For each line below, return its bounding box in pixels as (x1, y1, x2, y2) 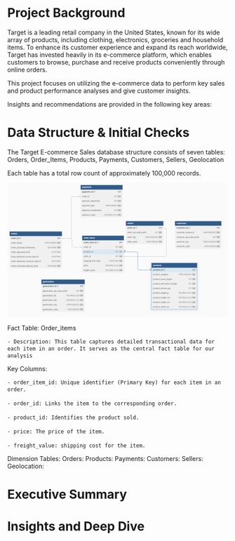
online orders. (7, 65, 48, 74)
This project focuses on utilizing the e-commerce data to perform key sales (7, 79, 225, 87)
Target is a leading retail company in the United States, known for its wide (7, 28, 220, 36)
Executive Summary (7, 486, 128, 502)
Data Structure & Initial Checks (7, 125, 190, 141)
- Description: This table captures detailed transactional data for (7, 338, 215, 345)
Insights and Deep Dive (7, 519, 145, 535)
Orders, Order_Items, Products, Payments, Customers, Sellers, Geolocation (7, 155, 224, 163)
